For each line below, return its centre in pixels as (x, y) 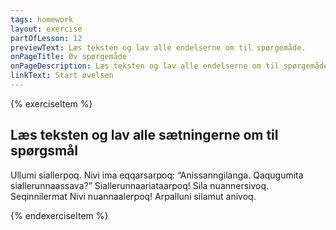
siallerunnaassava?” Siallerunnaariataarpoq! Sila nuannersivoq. (140, 185)
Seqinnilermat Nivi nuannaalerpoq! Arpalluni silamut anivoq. (133, 196)
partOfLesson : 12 (46, 38)
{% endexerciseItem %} (59, 215)
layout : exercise (46, 29)
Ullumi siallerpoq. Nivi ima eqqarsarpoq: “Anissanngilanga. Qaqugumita (157, 175)
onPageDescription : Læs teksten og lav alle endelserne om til (145, 66)
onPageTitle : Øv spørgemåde (69, 57)
